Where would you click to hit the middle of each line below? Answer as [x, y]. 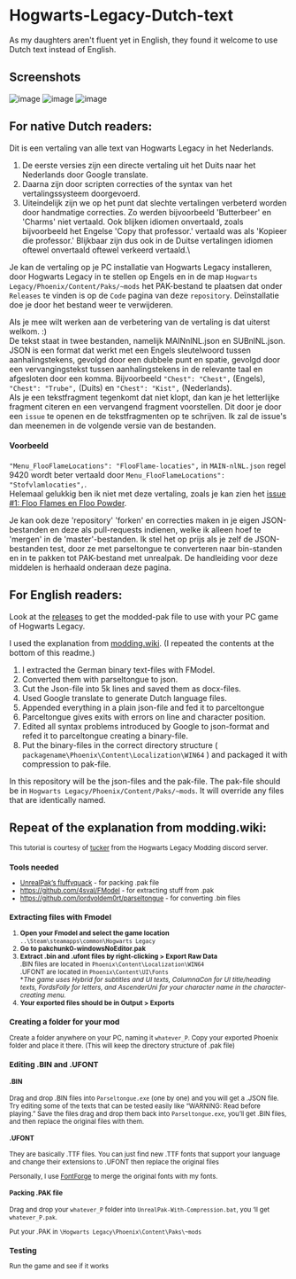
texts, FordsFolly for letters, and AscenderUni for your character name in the [136, 987]
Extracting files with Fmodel [61, 917]
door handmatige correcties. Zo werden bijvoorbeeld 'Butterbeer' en [147, 212]
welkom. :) [28, 331]
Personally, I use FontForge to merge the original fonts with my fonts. [114, 1177]
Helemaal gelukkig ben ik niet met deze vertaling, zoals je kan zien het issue [148, 494]
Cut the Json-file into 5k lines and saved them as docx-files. [131, 689]
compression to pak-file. [66, 764]
